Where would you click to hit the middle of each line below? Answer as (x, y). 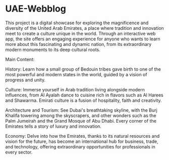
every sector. (19, 152)
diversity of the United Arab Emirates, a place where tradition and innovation (84, 28)
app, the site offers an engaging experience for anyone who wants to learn (83, 39)
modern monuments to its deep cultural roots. (53, 49)
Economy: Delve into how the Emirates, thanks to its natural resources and (82, 136)
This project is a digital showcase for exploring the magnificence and (77, 23)
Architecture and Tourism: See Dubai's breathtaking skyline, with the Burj (81, 110)
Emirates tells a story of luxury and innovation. (53, 126)
